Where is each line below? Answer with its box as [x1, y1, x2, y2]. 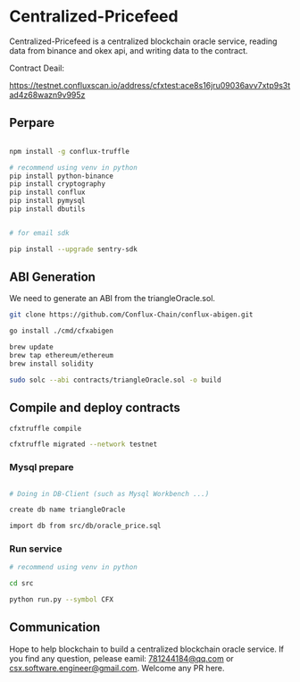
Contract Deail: [9, 63, 65, 73]
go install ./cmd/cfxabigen [9, 326, 114, 336]
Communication [9, 619, 101, 636]
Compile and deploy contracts [9, 400, 181, 416]
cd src [9, 579, 34, 588]
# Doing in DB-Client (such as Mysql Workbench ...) [9, 489, 210, 498]
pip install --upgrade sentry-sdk [9, 244, 138, 254]
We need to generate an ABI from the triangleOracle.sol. [9, 293, 216, 304]
